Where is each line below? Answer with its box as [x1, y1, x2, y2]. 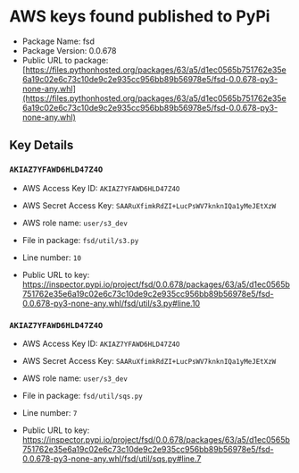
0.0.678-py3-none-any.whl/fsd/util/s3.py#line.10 [21, 298, 201, 308]
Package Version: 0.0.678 [21, 45, 118, 55]
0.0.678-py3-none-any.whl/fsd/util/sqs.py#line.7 [21, 453, 202, 464]
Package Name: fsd [21, 36, 96, 46]
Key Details [9, 138, 74, 153]
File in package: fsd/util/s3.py [21, 234, 139, 245]
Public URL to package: [21, 55, 109, 65]
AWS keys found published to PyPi [9, 6, 270, 27]
